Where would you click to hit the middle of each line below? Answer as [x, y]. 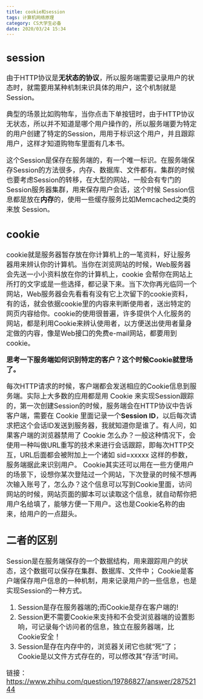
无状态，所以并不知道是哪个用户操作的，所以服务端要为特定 [101, 124]
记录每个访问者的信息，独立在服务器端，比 [106, 627]
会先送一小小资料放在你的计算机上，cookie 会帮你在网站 [96, 274]
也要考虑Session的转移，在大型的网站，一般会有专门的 [94, 180]
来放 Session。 [30, 210]
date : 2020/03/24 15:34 [36, 29]
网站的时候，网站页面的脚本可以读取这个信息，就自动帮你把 [101, 494]
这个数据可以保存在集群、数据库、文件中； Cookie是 [103, 571]
